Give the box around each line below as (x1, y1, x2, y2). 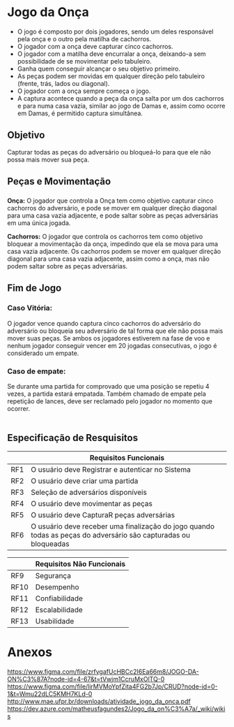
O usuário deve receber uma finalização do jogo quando (31, 521, 214, 531)
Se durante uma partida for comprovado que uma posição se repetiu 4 (7, 382, 210, 391)
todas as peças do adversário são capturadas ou (31, 530, 190, 540)
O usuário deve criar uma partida (31, 476, 139, 486)
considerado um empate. (7, 349, 79, 357)
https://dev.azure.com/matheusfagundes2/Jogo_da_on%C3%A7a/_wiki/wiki (7, 704, 226, 713)
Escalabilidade (35, 605, 84, 614)
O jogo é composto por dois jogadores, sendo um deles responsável (17, 27, 214, 36)
